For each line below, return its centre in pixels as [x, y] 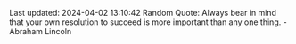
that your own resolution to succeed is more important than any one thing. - [148, 22]
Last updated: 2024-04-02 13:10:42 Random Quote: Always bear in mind [143, 13]
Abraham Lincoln [41, 31]
